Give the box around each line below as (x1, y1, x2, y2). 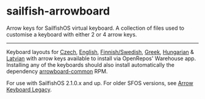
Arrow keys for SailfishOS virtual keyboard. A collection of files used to (6, 24, 185, 32)
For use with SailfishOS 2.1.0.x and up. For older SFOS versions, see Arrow (6, 79, 193, 86)
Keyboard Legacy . (6, 86, 52, 93)
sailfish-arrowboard (6, 4, 110, 18)
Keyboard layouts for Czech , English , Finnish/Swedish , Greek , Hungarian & (6, 48, 194, 55)
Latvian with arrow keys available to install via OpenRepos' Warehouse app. (6, 55, 196, 62)
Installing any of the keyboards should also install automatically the (6, 61, 175, 68)
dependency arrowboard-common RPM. (6, 67, 108, 75)
